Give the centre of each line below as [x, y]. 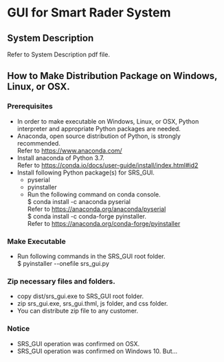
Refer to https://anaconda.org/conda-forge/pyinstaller [104, 223]
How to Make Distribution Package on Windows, [112, 76]
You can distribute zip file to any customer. [78, 311]
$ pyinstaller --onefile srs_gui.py [63, 263]
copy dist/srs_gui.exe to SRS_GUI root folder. [80, 296]
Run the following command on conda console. [94, 194]
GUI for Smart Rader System [89, 13]
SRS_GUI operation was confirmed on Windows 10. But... [97, 351]
